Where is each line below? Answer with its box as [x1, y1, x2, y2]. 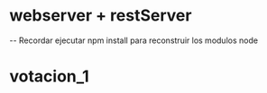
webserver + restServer [9, 5, 192, 26]
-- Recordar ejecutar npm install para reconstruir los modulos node [9, 35, 259, 46]
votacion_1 [9, 66, 90, 87]
